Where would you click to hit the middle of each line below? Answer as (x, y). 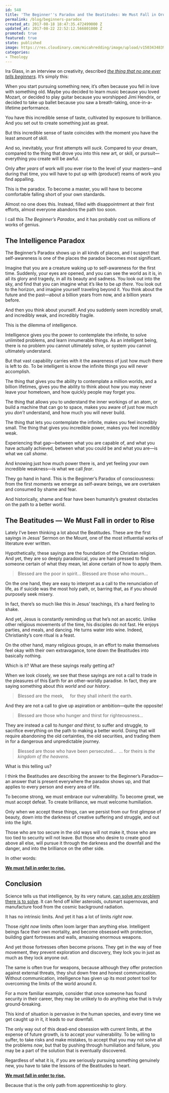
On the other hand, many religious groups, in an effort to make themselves (82, 645)
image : (12, 47)
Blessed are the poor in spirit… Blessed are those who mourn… (83, 574)
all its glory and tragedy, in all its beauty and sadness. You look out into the (83, 279)
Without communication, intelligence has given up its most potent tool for (81, 978)
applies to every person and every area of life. (53, 787)
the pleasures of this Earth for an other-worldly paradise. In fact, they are (81, 681)
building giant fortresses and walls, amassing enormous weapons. (74, 937)
